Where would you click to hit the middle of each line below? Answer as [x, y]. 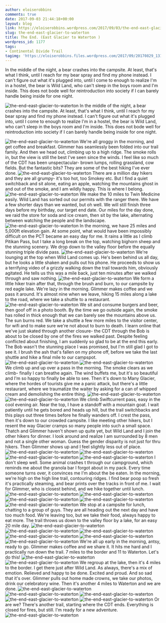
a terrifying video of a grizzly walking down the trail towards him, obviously [82, 268]
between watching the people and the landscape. [56, 220]
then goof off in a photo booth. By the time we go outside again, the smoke [82, 310]
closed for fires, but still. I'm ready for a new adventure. [62, 610]
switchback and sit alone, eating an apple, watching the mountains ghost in [82, 184]
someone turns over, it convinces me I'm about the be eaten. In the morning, [83, 473]
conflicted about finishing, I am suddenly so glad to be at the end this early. [82, 342]
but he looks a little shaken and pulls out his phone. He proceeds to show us [83, 262]
